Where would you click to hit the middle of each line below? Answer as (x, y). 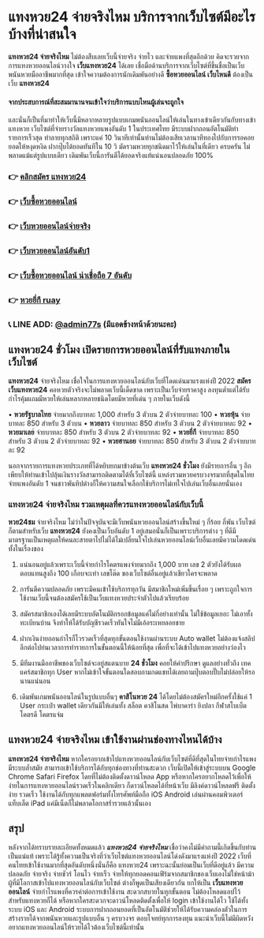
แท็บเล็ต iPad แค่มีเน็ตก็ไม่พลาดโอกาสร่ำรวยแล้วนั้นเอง (80, 803)
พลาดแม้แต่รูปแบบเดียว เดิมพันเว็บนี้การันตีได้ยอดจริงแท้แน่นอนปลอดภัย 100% (111, 156)
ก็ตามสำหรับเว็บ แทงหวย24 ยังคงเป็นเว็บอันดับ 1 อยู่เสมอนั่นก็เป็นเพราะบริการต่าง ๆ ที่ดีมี (122, 531)
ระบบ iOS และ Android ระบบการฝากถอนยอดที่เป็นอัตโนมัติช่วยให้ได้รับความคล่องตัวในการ (128, 910)
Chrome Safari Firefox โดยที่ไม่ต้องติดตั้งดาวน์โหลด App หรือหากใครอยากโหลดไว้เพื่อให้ (130, 776)
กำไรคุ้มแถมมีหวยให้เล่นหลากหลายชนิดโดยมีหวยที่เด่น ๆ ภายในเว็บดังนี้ (99, 399)
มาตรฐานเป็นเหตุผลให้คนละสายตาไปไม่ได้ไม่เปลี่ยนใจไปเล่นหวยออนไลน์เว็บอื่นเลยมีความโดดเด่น (132, 539)
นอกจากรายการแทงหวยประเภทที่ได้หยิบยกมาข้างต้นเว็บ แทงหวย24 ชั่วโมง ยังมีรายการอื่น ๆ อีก (130, 466)
